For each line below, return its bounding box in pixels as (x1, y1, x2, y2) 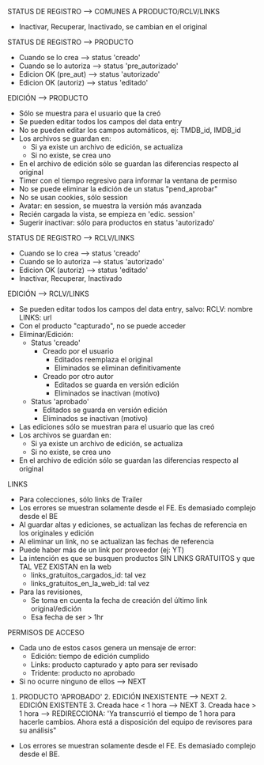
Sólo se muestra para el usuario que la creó (18, 108, 161, 118)
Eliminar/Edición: (18, 330, 74, 339)
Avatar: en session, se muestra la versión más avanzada (18, 201, 202, 210)
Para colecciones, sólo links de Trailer (18, 494, 143, 504)
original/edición (30, 604, 82, 613)
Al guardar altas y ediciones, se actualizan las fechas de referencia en (18, 520, 247, 529)
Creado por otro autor (42, 372, 114, 381)
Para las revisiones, (18, 587, 83, 596)
